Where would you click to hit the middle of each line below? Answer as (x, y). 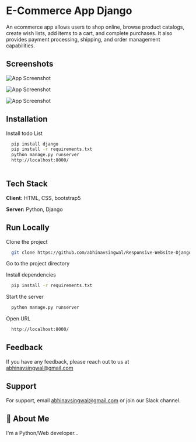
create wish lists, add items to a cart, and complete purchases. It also (89, 33)
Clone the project (27, 241)
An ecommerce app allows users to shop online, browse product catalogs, (95, 27)
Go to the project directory (38, 264)
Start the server (25, 297)
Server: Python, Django (34, 209)
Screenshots (30, 64)
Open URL (18, 319)
